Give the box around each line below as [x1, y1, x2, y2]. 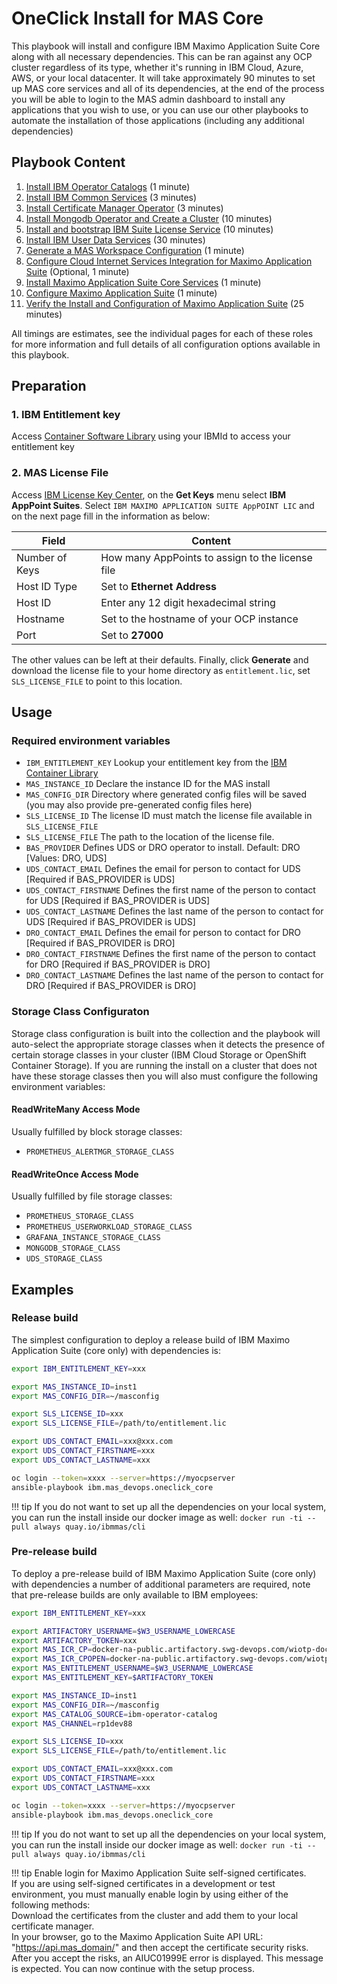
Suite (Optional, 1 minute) [25, 265, 130, 277]
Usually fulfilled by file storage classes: [11, 1190, 173, 1202]
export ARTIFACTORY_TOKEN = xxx [11, 1635, 138, 1646]
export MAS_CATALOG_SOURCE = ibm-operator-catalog [11, 1709, 218, 1719]
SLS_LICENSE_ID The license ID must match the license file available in [25, 810, 313, 822]
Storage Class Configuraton [11, 1005, 150, 1019]
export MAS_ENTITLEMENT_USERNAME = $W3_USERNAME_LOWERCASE [11, 1663, 254, 1674]
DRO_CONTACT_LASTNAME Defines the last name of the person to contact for [25, 969, 324, 981]
